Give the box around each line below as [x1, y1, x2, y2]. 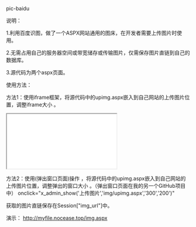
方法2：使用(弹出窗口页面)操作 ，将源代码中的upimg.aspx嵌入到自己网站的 [6, 175, 186, 182]
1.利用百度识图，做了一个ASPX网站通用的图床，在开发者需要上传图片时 [6, 29, 177, 36]
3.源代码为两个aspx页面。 [6, 69, 68, 75]
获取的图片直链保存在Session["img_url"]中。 [6, 202, 113, 209]
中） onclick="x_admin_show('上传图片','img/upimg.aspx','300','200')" [6, 190, 175, 197]
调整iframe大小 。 [16, 101, 60, 108]
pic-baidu [6, 5, 30, 12]
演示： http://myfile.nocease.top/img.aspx [6, 215, 108, 221]
